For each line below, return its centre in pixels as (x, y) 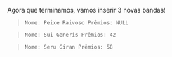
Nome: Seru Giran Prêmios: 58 (69, 47)
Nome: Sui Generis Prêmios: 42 (70, 35)
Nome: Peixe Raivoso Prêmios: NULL (77, 23)
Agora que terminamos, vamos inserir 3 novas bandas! (87, 10)
